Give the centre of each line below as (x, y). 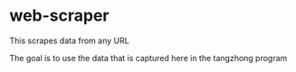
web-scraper (60, 16)
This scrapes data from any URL (69, 40)
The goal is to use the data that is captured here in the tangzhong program (148, 58)
